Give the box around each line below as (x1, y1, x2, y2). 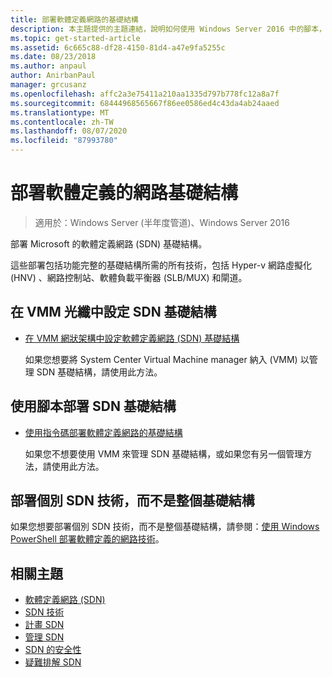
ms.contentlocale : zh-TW (10, 117, 114, 127)
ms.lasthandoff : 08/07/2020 (10, 126, 128, 136)
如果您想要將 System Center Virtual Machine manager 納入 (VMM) (24, 353, 298, 365)
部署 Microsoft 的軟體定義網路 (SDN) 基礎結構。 (10, 237, 208, 250)
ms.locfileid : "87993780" (10, 136, 118, 146)
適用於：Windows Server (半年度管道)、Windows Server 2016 (34, 216, 290, 228)
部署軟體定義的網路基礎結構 (10, 182, 239, 205)
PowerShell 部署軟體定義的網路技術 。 (10, 533, 165, 545)
